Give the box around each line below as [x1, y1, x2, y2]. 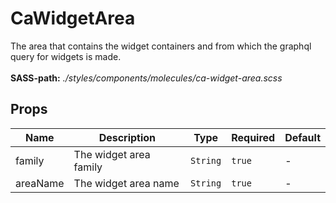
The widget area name [73, 176, 180, 190]
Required [231, 130, 276, 144]
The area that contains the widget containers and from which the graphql [10, 40, 312, 52]
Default [284, 130, 321, 144]
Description [98, 130, 157, 144]
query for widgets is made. [10, 50, 122, 62]
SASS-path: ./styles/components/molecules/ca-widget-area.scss [10, 72, 283, 84]
